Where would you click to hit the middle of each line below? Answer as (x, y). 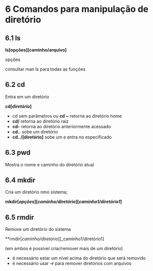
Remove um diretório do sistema (38, 229)
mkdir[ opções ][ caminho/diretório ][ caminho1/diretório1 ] (64, 202)
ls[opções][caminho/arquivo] (36, 50)
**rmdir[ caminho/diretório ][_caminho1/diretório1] (55, 239)
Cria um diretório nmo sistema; (37, 192)
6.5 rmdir (20, 217)
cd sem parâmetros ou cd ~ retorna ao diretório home (67, 116)
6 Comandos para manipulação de (77, 9)
